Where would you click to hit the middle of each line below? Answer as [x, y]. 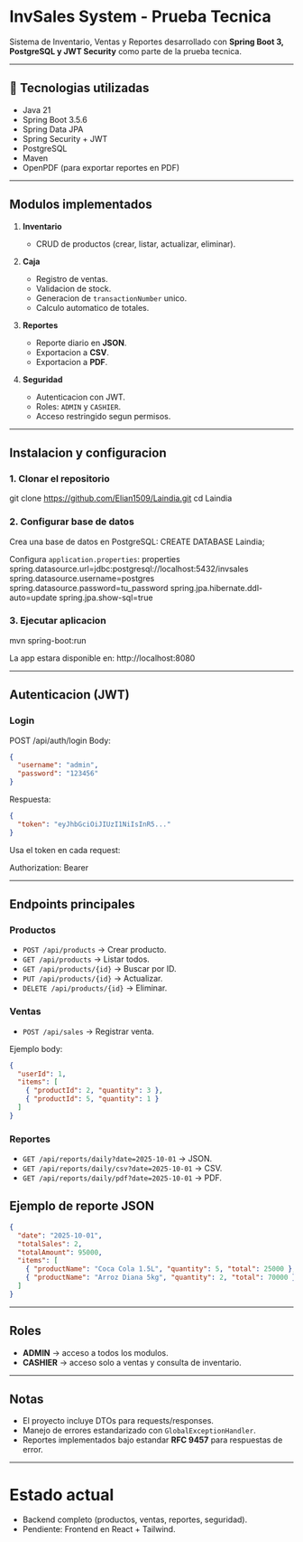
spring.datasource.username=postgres [82, 578]
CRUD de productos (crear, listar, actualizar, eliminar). [136, 244]
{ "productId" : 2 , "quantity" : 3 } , [95, 1091]
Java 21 [37, 109]
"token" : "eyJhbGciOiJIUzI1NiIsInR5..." [94, 824]
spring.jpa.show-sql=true [106, 597]
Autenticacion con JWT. [81, 397]
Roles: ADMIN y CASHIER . [78, 406]
